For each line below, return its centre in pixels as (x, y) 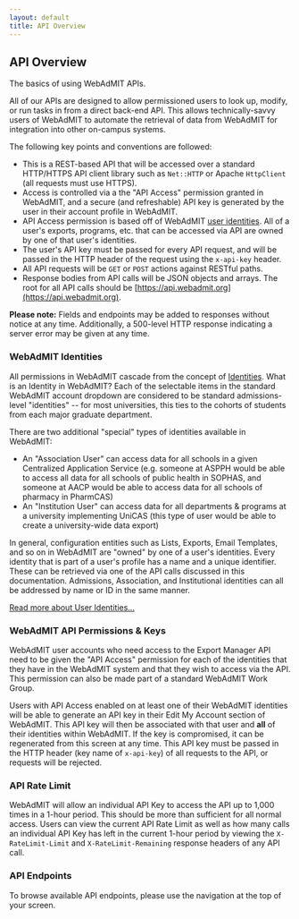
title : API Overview (48, 26)
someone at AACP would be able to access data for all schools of (142, 487)
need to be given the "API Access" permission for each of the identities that (148, 659)
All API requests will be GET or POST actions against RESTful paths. (142, 268)
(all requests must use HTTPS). (79, 183)
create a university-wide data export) (90, 525)
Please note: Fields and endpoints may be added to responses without (139, 315)
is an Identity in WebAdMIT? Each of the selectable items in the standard (142, 386)
